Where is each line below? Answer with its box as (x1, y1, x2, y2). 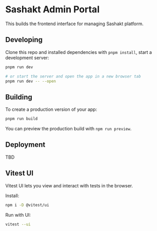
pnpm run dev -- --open (5, 79, 56, 84)
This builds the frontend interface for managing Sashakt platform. (5, 21, 144, 27)
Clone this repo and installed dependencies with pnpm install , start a (5, 49, 152, 55)
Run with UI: (5, 211, 31, 218)
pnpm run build (5, 117, 38, 122)
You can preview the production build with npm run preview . (5, 126, 132, 132)
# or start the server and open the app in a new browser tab (5, 73, 141, 79)
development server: (5, 54, 49, 61)
